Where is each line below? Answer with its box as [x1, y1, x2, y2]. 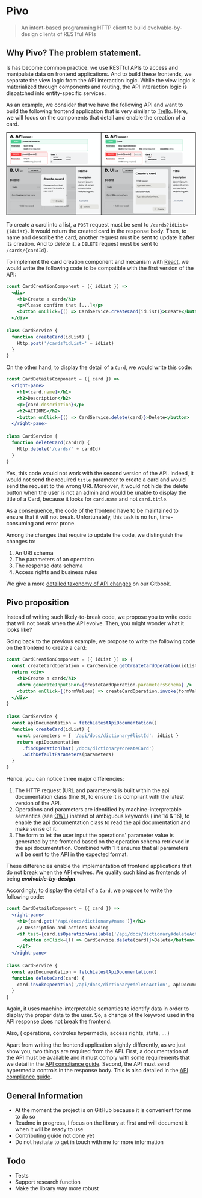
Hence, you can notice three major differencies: [6, 775, 124, 783]
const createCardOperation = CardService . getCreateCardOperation [11, 663, 179, 669]
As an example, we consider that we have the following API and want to [6, 101, 183, 108]
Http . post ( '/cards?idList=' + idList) [17, 340, 114, 346]
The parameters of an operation [14, 555, 94, 563]
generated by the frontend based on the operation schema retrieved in [14, 838, 190, 845]
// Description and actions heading [17, 924, 109, 931]
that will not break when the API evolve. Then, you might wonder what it [6, 620, 185, 627]
